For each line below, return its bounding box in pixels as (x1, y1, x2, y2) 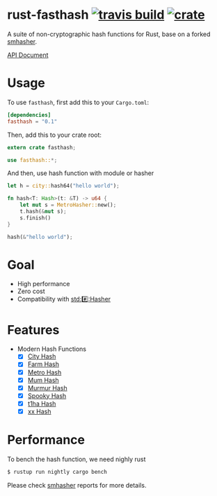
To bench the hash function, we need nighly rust (7, 455, 146, 463)
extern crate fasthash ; (7, 144, 77, 151)
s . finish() (19, 214, 51, 222)
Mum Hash (27, 376, 59, 384)
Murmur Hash (27, 383, 67, 392)
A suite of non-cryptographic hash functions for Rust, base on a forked (7, 30, 211, 38)
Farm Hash (27, 360, 59, 368)
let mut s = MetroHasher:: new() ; (19, 201, 117, 208)
